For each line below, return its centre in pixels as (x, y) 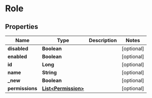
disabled (18, 49)
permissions (23, 88)
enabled (17, 57)
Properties (22, 27)
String (49, 73)
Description (103, 40)
